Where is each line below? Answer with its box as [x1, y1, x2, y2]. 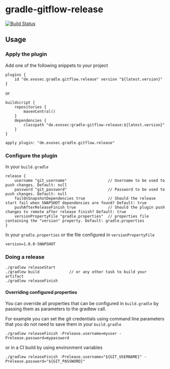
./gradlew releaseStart [5, 265, 56, 270]
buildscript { [5, 100, 36, 105]
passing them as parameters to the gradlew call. [5, 306, 106, 312]
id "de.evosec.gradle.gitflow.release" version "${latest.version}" [14, 77, 163, 82]
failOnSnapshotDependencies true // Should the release [14, 196, 156, 201]
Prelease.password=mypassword [5, 336, 70, 341]
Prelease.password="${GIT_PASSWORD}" [5, 359, 86, 364]
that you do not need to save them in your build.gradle [5, 321, 122, 328]
